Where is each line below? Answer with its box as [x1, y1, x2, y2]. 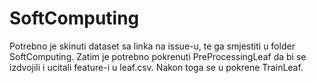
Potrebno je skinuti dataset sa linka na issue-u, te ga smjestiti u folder [9, 40, 296, 52]
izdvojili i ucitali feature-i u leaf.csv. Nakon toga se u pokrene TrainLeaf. [9, 61, 304, 73]
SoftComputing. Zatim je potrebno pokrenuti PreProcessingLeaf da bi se [9, 50, 307, 62]
